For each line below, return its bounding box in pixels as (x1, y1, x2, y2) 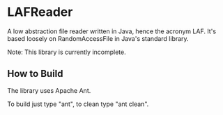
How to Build (7, 68, 64, 80)
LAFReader (7, 4, 73, 20)
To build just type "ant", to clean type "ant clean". (7, 100, 149, 108)
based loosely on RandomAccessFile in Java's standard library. (7, 34, 190, 42)
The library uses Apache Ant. (7, 86, 91, 94)
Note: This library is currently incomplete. (7, 48, 127, 56)
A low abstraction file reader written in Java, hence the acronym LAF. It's (7, 27, 217, 35)
